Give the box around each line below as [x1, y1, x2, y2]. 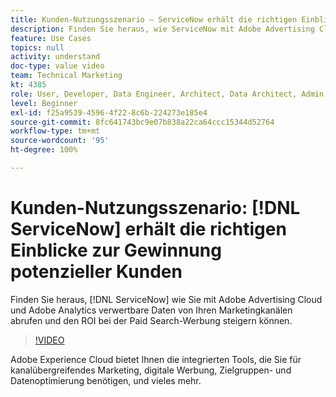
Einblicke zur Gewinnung [10, 239, 222, 262]
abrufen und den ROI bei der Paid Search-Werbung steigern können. [10, 314, 293, 326]
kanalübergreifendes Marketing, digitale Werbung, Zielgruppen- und [10, 364, 292, 376]
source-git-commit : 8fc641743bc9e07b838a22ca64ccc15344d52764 [10, 117, 275, 127]
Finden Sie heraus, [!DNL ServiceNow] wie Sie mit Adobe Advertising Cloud [10, 293, 323, 305]
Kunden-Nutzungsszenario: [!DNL [10, 197, 301, 220]
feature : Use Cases [10, 33, 92, 43]
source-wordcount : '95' [10, 136, 110, 146]
